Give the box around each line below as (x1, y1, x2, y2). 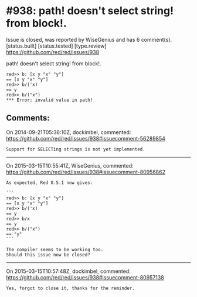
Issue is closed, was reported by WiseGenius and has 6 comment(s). (6, 36, 172, 43)
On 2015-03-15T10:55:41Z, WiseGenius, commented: (6, 162, 134, 169)
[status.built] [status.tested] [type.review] (6, 42, 107, 49)
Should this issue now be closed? (6, 252, 91, 258)
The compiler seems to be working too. (6, 246, 104, 252)
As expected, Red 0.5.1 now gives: (6, 179, 93, 186)
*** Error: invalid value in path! (6, 97, 93, 103)
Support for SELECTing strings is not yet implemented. (6, 146, 145, 152)
